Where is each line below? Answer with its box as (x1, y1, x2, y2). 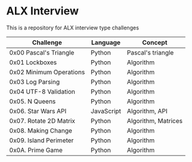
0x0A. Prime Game (9, 146, 63, 154)
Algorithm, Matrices (126, 116, 183, 125)
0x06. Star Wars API (9, 107, 67, 115)
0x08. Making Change (9, 126, 72, 134)
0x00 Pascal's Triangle (9, 48, 75, 56)
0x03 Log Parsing (9, 77, 60, 86)
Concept (142, 38, 167, 46)
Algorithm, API (126, 107, 168, 115)
